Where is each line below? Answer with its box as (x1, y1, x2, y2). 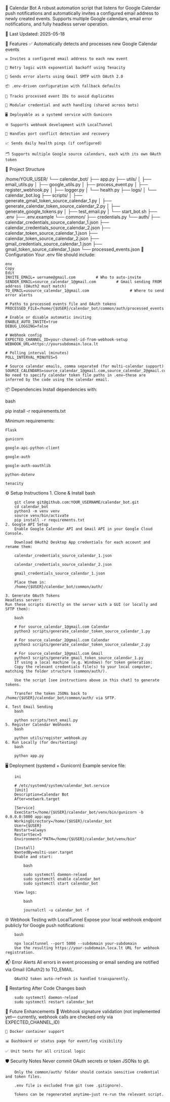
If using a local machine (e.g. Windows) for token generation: (14, 660, 153, 665)
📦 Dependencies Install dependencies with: (5, 386, 98, 392)
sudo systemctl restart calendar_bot (14, 999, 94, 1004)
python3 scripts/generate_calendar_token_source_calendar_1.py (14, 629, 151, 634)
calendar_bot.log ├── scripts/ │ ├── (5, 192, 82, 198)
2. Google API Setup (5, 522, 49, 527)
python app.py (14, 753, 44, 758)
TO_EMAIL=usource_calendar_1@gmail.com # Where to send (5, 288, 164, 293)
